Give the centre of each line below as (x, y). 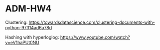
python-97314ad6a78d (29, 27)
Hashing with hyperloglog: (32, 37)
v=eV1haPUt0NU (22, 42)
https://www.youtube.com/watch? (95, 37)
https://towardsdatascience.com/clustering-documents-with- (92, 22)
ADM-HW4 (28, 9)
